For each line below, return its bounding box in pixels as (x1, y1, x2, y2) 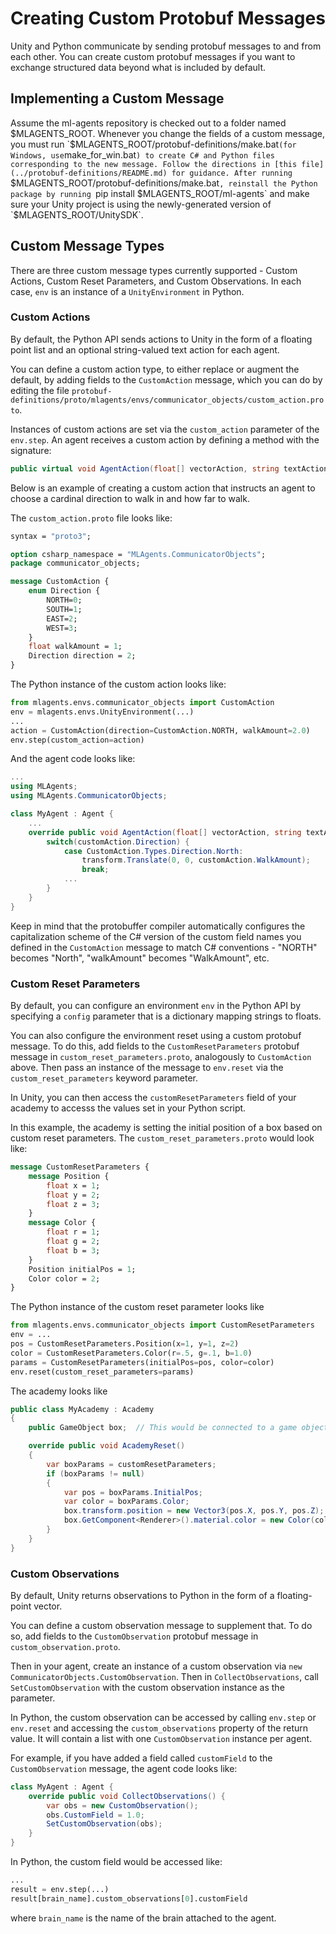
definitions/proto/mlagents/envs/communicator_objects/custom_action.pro (10, 395, 325, 405)
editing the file (10, 384, 70, 396)
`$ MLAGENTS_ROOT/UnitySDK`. (10, 208, 144, 221)
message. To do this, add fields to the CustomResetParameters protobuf (10, 1040, 300, 1052)
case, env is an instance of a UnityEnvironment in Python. (10, 285, 245, 297)
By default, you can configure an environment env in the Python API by (10, 1000, 301, 1012)
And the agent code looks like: (10, 753, 136, 765)
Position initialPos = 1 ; (28, 1264, 137, 1274)
